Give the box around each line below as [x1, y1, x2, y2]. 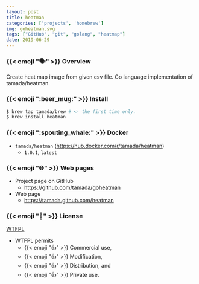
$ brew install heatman [6, 114, 66, 120]
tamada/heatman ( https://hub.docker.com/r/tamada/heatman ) [14, 142, 165, 149]
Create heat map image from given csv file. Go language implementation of [6, 73, 193, 80]
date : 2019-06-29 [6, 37, 50, 43]
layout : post [6, 8, 39, 15]
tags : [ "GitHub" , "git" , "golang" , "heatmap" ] [6, 31, 125, 37]
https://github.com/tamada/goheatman [24, 184, 121, 191]
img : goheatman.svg [6, 25, 55, 32]
